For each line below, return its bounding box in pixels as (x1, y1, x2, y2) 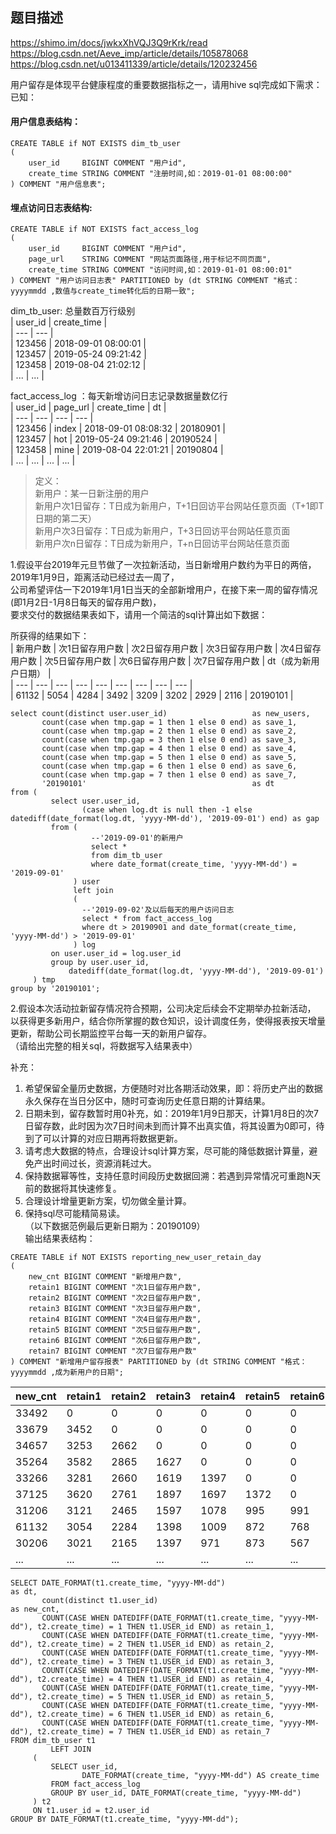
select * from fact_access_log (81, 914, 213, 924)
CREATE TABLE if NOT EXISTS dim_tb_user (10, 139, 182, 149)
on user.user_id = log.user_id (50, 949, 182, 959)
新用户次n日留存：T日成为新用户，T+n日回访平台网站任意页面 (34, 538, 290, 550)
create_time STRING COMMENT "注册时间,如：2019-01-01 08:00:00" (28, 169, 293, 179)
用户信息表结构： (10, 116, 81, 128)
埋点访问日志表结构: (10, 201, 93, 213)
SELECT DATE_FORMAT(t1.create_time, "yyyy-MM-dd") (10, 1578, 226, 1588)
